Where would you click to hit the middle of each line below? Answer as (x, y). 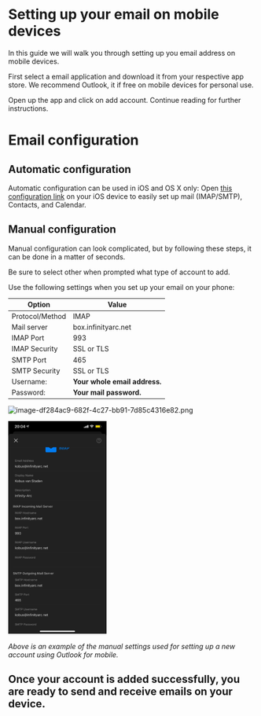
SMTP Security (36, 370)
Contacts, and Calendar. (47, 204)
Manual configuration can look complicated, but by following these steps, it (130, 248)
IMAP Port (28, 338)
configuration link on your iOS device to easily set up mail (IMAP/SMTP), (125, 196)
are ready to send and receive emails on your (121, 692)
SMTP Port (29, 360)
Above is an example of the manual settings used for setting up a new (122, 646)
